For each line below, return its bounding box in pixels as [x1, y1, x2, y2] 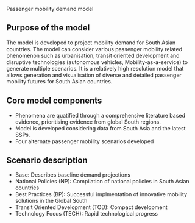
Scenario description [6, 155, 88, 166]
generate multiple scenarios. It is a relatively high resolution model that [6, 65, 184, 72]
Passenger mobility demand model [6, 5, 94, 12]
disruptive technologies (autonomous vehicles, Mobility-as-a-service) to [6, 58, 188, 66]
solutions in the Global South [15, 197, 88, 205]
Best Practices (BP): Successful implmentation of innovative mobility [15, 191, 188, 198]
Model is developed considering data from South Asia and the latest [15, 124, 186, 132]
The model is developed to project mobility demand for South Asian [6, 39, 176, 46]
